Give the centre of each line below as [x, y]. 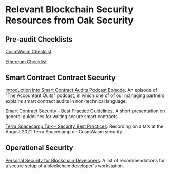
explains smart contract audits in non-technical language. [66, 101]
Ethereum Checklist [26, 62]
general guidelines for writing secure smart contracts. [62, 116]
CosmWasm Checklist [29, 52]
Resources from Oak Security [69, 20]
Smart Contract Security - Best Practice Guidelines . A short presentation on [85, 111]
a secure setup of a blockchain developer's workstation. [65, 166]
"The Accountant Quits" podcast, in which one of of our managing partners [85, 95]
